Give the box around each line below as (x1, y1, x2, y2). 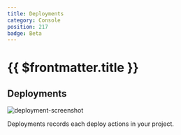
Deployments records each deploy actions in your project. (7, 120, 175, 128)
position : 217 (7, 23, 49, 30)
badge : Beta (7, 29, 42, 37)
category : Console (7, 17, 61, 24)
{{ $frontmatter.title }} (7, 60, 139, 76)
